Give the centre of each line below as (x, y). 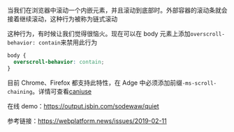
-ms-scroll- (199, 83)
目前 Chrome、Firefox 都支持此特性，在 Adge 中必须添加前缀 (95, 83)
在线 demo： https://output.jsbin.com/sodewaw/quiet (83, 106)
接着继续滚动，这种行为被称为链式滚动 (62, 19)
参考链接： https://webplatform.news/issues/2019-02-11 (87, 121)
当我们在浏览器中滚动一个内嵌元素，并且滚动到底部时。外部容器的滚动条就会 (117, 10)
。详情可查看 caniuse (62, 91)
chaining (20, 92)
